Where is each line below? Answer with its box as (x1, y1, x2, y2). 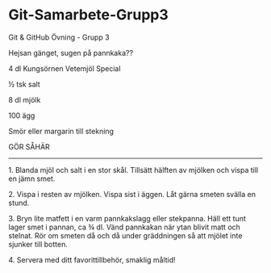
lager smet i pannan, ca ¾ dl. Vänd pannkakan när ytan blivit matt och (8, 222, 240, 232)
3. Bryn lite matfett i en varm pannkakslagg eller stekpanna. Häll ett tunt (8, 213, 246, 223)
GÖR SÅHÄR (8, 141, 50, 151)
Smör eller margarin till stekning (8, 126, 115, 136)
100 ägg (8, 111, 35, 120)
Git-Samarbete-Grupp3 (8, 6, 169, 24)
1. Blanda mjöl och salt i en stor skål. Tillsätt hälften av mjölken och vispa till (8, 165, 259, 174)
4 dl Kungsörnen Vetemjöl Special (8, 63, 121, 73)
